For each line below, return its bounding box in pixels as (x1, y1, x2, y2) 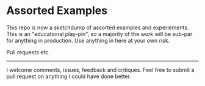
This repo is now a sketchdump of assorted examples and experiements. (6, 24, 189, 31)
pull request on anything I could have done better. (6, 73, 131, 80)
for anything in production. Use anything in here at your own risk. (6, 37, 170, 44)
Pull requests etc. (6, 48, 50, 56)
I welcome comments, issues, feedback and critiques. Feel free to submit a (6, 66, 195, 73)
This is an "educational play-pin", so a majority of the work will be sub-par (6, 30, 193, 37)
